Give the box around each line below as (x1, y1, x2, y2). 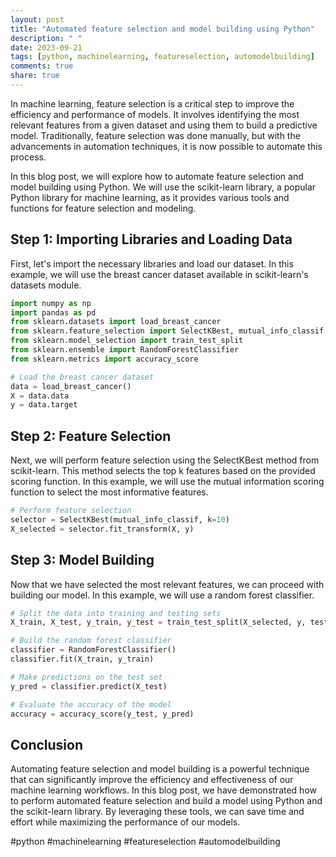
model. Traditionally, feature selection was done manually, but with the (10, 129, 301, 141)
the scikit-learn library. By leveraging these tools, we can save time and (10, 806, 305, 818)
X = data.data (10, 391, 70, 401)
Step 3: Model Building (10, 552, 155, 569)
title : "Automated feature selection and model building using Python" (10, 24, 315, 34)
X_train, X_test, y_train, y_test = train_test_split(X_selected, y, (10, 617, 307, 628)
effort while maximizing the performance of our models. (10, 816, 241, 828)
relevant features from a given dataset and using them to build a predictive (10, 119, 318, 131)
